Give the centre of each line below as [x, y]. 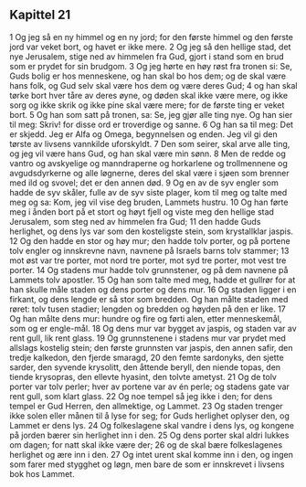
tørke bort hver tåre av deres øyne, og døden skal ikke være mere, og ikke [149, 95]
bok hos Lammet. [42, 473]
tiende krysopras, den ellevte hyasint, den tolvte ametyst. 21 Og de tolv [143, 376]
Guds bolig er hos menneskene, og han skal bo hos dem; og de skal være [148, 76]
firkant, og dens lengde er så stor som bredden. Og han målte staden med [149, 299]
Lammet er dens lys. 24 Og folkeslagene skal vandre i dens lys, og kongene [152, 425]
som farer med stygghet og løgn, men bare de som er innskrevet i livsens [147, 464]
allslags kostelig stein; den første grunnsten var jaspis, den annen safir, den [152, 347]
